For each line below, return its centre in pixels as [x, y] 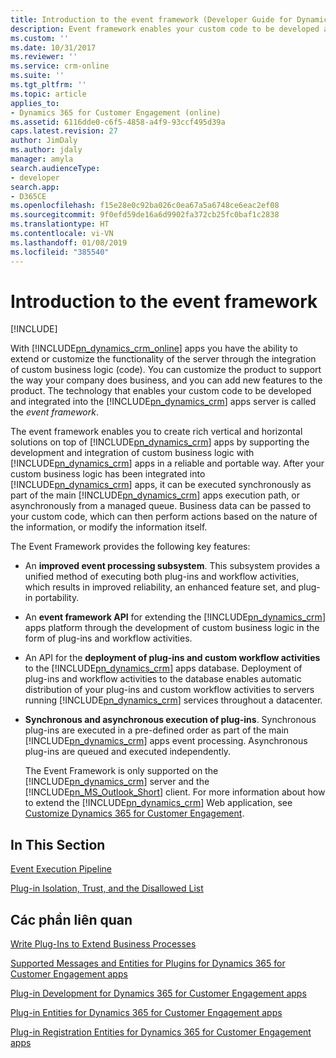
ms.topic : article [48, 94]
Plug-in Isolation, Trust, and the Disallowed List [107, 888]
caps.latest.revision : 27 [64, 131]
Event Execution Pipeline [61, 869]
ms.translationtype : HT [60, 224]
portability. [57, 598]
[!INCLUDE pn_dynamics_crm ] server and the [117, 782]
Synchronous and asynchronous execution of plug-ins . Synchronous [170, 720]
